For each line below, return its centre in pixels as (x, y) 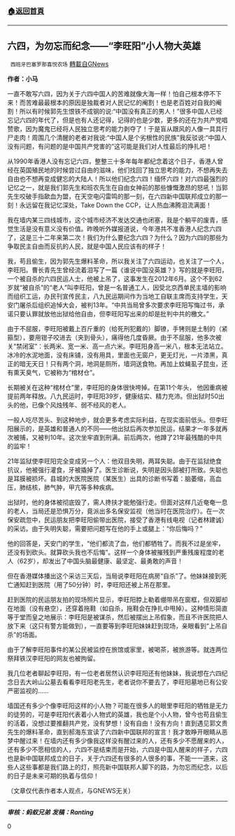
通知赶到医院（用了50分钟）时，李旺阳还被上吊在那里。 (94, 585)
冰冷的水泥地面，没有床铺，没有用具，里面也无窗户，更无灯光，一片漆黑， (114, 355)
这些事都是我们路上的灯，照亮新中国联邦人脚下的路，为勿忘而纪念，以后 (123, 767)
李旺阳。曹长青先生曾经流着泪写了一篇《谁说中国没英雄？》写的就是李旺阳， (117, 270)
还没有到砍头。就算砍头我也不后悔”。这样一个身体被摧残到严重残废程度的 (113, 553)
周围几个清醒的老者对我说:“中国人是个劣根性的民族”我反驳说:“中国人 (129, 137)
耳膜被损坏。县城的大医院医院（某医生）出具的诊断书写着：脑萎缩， (111, 479)
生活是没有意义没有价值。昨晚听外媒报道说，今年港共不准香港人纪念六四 (117, 229)
